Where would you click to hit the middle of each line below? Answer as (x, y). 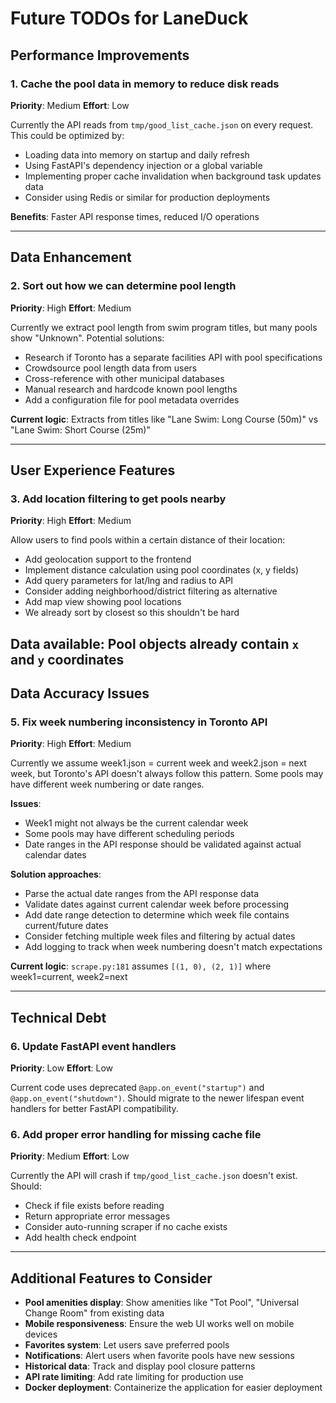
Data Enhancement (71, 257)
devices (41, 1334)
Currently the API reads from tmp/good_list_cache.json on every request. (161, 124)
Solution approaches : (56, 874)
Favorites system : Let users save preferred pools (127, 1345)
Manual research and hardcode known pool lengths (131, 389)
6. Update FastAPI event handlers (93, 1046)
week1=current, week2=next (69, 977)
